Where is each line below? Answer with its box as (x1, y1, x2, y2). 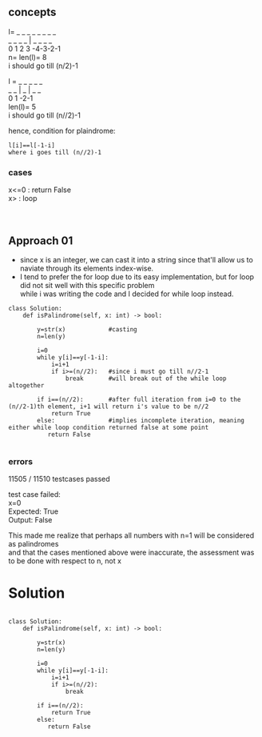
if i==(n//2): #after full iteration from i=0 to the (37, 395, 241, 403)
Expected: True (8, 507, 58, 516)
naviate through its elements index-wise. (19, 263, 154, 273)
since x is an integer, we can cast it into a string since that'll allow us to (19, 254, 253, 264)
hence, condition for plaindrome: (8, 126, 116, 135)
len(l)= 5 (8, 102, 36, 111)
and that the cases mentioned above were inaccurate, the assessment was (8, 547, 255, 558)
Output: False (8, 515, 53, 525)
